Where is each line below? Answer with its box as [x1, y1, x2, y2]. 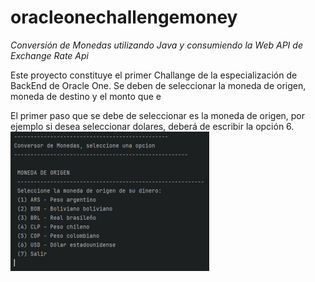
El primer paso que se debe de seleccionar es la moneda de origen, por [10, 109, 306, 121]
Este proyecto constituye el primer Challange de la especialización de [10, 69, 298, 81]
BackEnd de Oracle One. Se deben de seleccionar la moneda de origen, [10, 79, 307, 91]
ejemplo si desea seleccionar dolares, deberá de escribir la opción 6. [10, 120, 295, 132]
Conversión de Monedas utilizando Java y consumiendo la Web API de [10, 39, 303, 51]
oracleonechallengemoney [10, 6, 238, 29]
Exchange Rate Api [10, 49, 89, 61]
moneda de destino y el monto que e [10, 90, 162, 102]
